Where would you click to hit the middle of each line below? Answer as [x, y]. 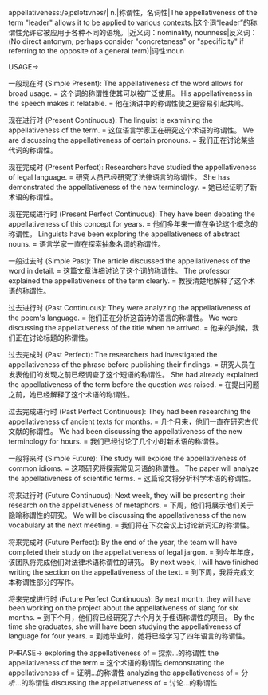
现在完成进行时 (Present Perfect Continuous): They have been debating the [132, 214]
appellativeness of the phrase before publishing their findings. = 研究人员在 [132, 365]
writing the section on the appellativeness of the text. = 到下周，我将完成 [128, 572]
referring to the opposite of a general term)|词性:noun [97, 51]
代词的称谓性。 [33, 150]
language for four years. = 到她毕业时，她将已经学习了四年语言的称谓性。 [129, 636]
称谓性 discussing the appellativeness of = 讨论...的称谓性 [123, 683]
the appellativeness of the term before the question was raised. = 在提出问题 [134, 385]
